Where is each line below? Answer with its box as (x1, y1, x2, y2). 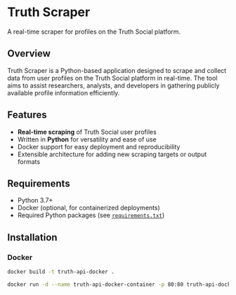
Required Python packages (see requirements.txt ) (17, 211, 165, 219)
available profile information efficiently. (7, 88, 120, 97)
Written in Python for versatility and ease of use (17, 135, 157, 144)
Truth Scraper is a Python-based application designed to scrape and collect (7, 66, 227, 74)
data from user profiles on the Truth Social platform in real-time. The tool (7, 74, 218, 82)
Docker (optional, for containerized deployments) (17, 204, 160, 212)
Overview (7, 48, 51, 60)
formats (17, 157, 41, 165)
